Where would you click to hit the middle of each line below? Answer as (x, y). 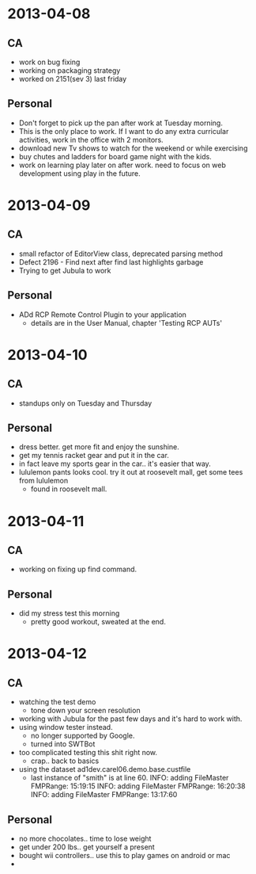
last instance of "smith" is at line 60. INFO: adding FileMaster (130, 778)
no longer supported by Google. (83, 736)
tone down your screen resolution (85, 711)
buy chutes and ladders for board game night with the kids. (115, 156)
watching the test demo (57, 702)
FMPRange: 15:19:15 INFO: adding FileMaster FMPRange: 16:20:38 (138, 786)
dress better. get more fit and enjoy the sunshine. (99, 447)
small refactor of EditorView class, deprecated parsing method (120, 254)
